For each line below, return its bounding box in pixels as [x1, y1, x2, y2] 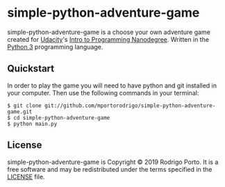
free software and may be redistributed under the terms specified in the [7, 165, 212, 173]
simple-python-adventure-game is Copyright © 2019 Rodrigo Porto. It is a [7, 158, 219, 166]
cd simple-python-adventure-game [13, 114, 110, 121]
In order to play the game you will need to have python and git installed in [7, 81, 217, 90]
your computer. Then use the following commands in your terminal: [7, 88, 199, 97]
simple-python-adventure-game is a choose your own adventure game [7, 28, 210, 36]
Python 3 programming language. [7, 42, 103, 51]
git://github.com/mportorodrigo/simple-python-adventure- [44, 102, 216, 109]
